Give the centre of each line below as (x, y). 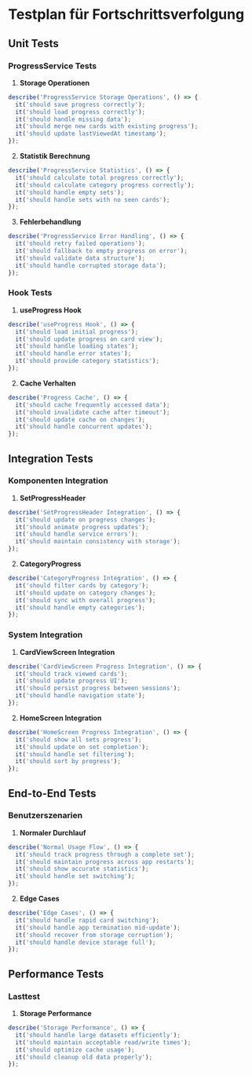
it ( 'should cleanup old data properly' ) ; (84, 1057)
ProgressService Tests (53, 66)
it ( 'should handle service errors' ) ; (77, 534)
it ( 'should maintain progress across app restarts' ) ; (105, 861)
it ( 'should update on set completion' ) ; (82, 747)
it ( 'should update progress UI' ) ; (71, 681)
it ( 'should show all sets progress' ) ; (79, 740)
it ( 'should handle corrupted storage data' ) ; (91, 265)
